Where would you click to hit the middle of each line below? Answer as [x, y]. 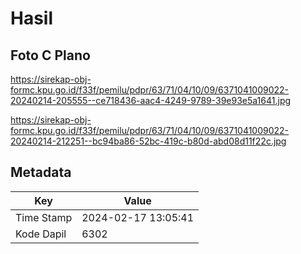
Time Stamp [44, 217]
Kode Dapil [41, 234]
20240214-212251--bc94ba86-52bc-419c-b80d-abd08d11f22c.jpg [148, 141]
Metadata [41, 172]
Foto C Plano [50, 55]
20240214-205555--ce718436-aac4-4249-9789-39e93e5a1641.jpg [151, 100]
